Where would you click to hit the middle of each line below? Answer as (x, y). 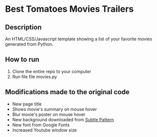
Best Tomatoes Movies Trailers (69, 9)
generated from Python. (29, 44)
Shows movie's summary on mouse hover (54, 109)
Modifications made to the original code (67, 92)
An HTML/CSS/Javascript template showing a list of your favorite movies (79, 39)
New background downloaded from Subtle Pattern (63, 119)
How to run (22, 60)
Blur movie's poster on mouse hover (49, 114)
